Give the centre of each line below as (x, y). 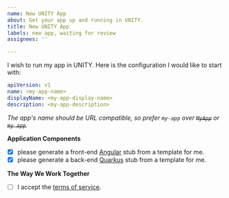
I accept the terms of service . (59, 187)
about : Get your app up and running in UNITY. (75, 20)
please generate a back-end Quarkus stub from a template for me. (112, 159)
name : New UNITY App (37, 13)
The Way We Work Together (48, 173)
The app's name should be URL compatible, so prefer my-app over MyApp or (113, 118)
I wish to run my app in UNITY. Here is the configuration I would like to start (114, 65)
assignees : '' (28, 39)
